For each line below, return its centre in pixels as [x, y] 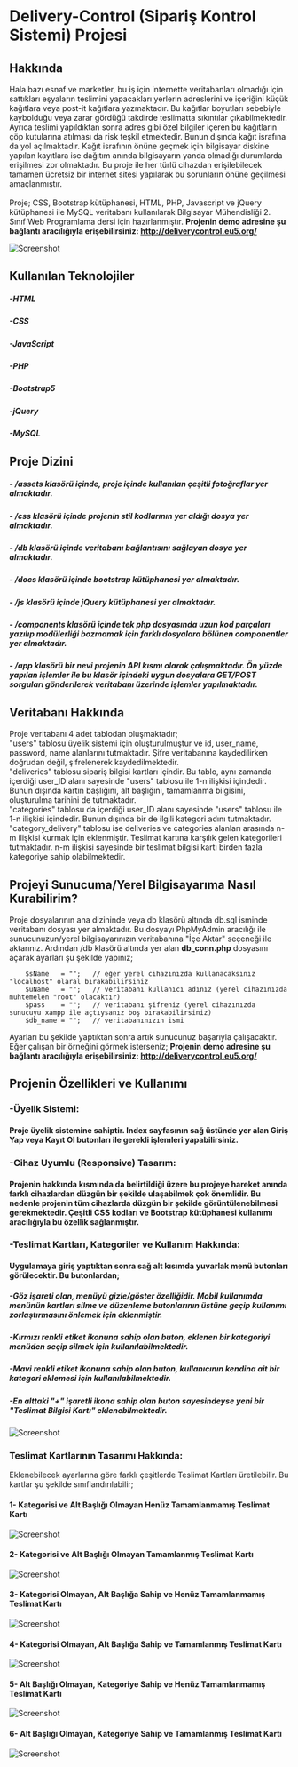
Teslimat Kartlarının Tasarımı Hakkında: [96, 1456]
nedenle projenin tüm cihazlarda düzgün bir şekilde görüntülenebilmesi [143, 1203]
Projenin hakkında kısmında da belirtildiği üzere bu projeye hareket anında [149, 1184]
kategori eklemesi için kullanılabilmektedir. [90, 1379]
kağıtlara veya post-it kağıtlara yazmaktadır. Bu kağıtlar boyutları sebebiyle [145, 108]
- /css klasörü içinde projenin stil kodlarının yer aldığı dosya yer [129, 516]
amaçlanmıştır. [35, 184]
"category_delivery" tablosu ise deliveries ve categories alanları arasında [142, 828]
